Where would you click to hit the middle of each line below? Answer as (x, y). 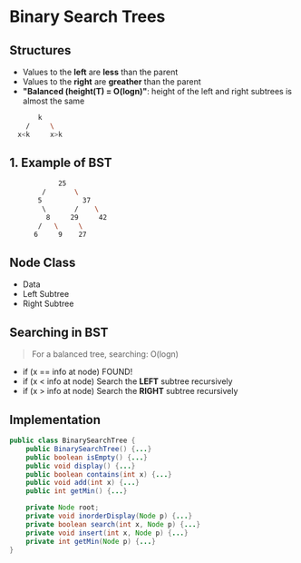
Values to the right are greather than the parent (112, 82)
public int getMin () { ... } (77, 491)
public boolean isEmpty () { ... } (87, 457)
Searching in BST (59, 332)
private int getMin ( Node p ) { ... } (91, 541)
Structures (40, 50)
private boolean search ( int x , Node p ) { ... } (113, 524)
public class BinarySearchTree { (73, 440)
